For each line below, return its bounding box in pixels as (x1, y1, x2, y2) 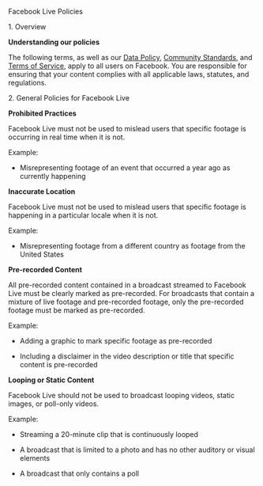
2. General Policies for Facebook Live (8, 93, 130, 102)
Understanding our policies (8, 37, 100, 47)
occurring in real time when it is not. (8, 132, 126, 142)
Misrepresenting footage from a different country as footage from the (19, 241, 246, 250)
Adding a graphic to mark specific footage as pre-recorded (19, 336, 212, 345)
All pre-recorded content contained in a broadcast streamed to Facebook (8, 280, 246, 290)
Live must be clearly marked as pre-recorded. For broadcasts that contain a (8, 289, 255, 298)
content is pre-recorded (19, 360, 98, 369)
